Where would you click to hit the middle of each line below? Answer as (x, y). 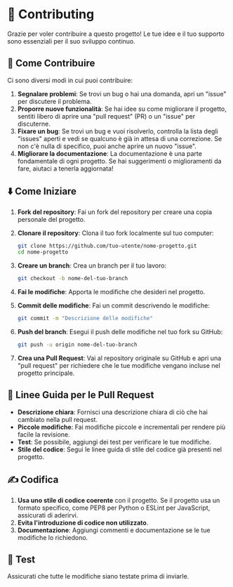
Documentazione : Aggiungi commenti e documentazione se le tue (114, 530)
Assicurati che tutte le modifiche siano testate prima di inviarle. (98, 576)
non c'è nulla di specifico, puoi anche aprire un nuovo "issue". (107, 146)
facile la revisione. (44, 434)
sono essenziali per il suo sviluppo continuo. (71, 41)
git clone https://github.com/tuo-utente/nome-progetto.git (107, 246)
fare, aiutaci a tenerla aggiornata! (65, 169)
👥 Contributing (51, 14)
